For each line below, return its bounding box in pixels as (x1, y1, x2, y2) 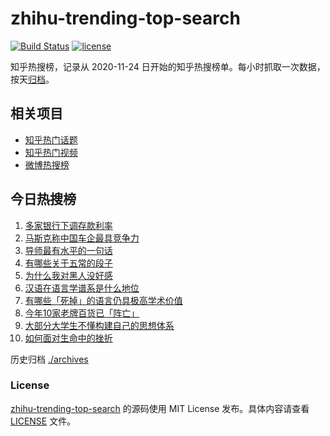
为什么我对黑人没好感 (24, 269, 113, 281)
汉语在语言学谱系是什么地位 (24, 282, 140, 294)
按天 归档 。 (10, 73, 55, 85)
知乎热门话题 (24, 133, 78, 146)
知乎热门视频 (24, 146, 78, 158)
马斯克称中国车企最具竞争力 (24, 232, 140, 244)
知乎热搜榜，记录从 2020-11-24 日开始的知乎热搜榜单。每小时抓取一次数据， (10, 60, 326, 72)
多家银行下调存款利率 (24, 219, 113, 231)
